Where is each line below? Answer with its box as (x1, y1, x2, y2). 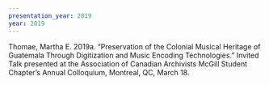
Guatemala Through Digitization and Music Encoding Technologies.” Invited (8, 50, 260, 60)
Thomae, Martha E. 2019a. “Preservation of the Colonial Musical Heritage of (8, 41, 261, 51)
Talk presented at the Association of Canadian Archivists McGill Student (8, 58, 248, 69)
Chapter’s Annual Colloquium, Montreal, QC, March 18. (8, 67, 190, 77)
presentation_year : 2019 (8, 11, 92, 20)
